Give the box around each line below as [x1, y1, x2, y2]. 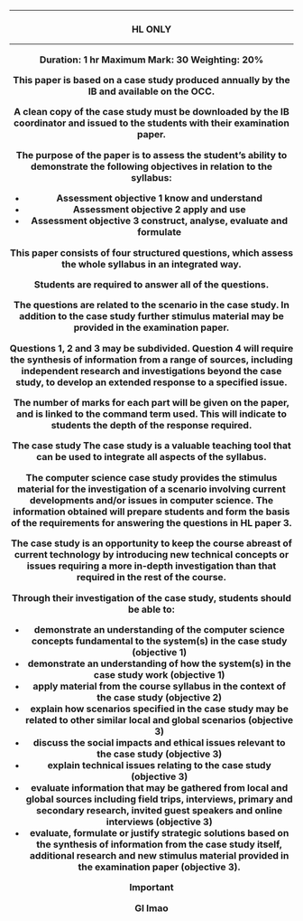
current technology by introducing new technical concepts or [14, 549, 289, 561]
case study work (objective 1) [93, 668, 225, 681]
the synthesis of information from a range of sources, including [10, 353, 293, 366]
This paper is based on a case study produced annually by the [13, 74, 290, 87]
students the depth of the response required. [50, 419, 252, 432]
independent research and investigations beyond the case [21, 364, 282, 377]
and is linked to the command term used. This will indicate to [16, 408, 287, 420]
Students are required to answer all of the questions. [33, 277, 270, 290]
